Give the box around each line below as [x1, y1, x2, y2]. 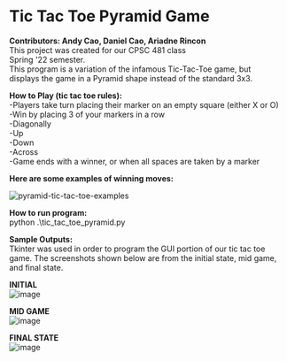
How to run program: [9, 207, 88, 218]
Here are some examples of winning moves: [9, 173, 175, 183]
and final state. [9, 262, 64, 273]
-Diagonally [9, 118, 51, 129]
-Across [9, 146, 38, 157]
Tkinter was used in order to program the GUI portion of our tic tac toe [9, 243, 266, 254]
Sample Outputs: [9, 234, 74, 244]
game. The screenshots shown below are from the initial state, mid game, [9, 252, 277, 263]
